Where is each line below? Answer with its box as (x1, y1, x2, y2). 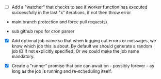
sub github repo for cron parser (11, 29, 75, 34)
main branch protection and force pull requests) (11, 19, 107, 25)
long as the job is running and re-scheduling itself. (11, 68, 112, 74)
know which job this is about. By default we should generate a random (11, 43, 152, 49)
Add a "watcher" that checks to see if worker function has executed (11, 4, 147, 10)
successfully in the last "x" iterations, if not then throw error (11, 10, 131, 16)
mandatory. (11, 53, 35, 60)
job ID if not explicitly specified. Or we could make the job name (11, 48, 139, 54)
